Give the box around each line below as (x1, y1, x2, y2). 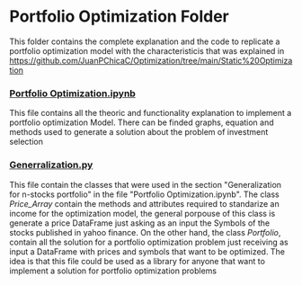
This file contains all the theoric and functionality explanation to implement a (9, 108, 292, 119)
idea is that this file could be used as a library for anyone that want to (9, 255, 265, 266)
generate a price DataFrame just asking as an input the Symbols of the (9, 218, 271, 228)
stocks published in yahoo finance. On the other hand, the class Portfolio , (9, 227, 281, 237)
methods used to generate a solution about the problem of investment (9, 127, 269, 138)
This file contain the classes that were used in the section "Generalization (9, 179, 281, 190)
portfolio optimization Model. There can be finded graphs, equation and (9, 117, 274, 128)
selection (9, 137, 43, 147)
